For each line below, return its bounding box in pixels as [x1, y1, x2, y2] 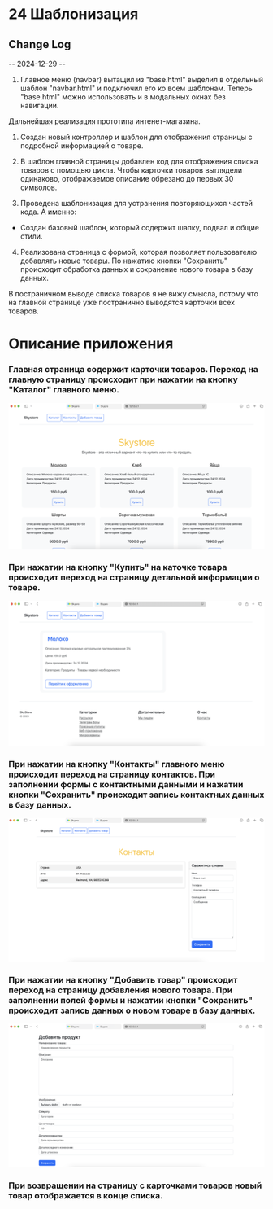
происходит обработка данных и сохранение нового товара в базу [19, 265, 253, 274]
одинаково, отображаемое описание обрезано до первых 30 [19, 174, 234, 183]
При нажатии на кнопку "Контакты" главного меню [8, 758, 225, 769]
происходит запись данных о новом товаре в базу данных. [8, 1005, 256, 1016]
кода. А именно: [19, 207, 77, 217]
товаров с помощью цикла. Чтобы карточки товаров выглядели [19, 165, 242, 175]
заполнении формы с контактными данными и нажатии [8, 778, 244, 790]
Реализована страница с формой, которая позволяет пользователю [19, 247, 258, 256]
